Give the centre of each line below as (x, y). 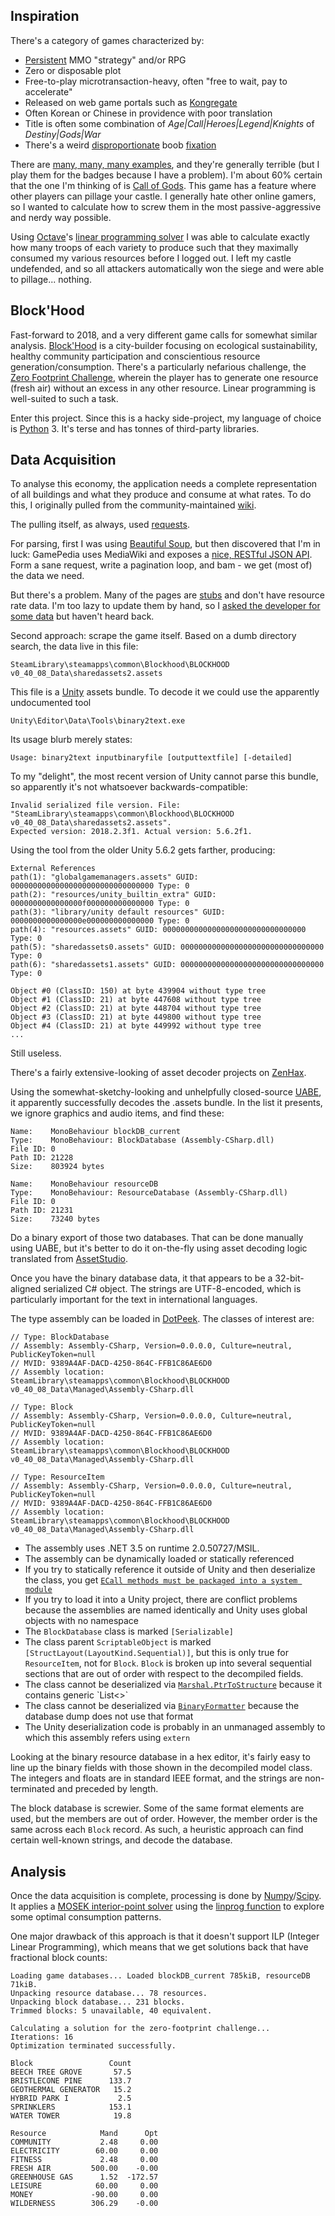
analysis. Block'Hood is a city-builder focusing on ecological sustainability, (164, 345)
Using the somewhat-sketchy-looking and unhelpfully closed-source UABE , (166, 1092)
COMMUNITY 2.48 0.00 (84, 2142)
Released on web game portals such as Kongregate (131, 102)
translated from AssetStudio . (69, 1259)
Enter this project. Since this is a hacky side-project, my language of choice (166, 418)
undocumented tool (51, 703)
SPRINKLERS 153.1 (71, 2107)
